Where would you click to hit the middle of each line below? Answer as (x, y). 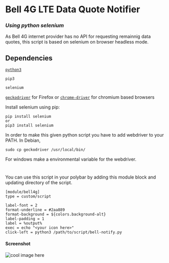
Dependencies (29, 58)
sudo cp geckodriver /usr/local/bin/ (45, 150)
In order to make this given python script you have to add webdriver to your (85, 135)
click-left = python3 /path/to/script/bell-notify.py (64, 232)
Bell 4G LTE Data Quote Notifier (73, 9)
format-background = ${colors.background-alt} (56, 214)
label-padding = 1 (25, 219)
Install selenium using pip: (33, 107)
